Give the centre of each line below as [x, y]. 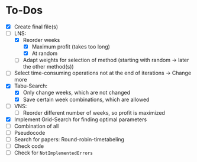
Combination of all [36, 126]
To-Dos [24, 10]
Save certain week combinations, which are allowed [86, 99]
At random [44, 53]
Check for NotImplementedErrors [53, 153]
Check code [29, 146]
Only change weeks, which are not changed [77, 93]
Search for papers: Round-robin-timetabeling [69, 139]
